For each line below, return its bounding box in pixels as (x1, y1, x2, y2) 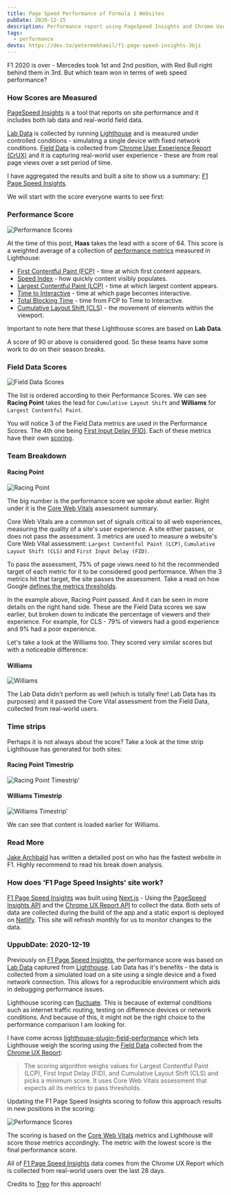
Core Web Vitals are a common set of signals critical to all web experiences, (7, 518, 223, 526)
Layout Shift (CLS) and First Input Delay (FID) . (7, 547, 150, 555)
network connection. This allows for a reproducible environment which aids (7, 977, 221, 986)
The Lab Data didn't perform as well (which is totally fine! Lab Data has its (7, 690, 217, 699)
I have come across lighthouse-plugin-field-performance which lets (7, 1034, 199, 1042)
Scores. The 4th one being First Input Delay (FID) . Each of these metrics (7, 426, 212, 434)
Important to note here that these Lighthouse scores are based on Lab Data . (7, 324, 223, 332)
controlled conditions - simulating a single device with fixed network (7, 137, 201, 145)
